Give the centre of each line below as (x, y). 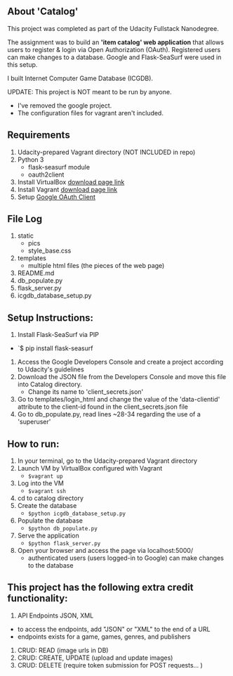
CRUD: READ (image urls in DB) (63, 650)
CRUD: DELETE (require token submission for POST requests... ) (110, 665)
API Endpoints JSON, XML (55, 616)
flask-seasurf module (59, 167)
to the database (51, 566)
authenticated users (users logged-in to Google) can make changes (126, 558)
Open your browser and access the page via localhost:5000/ (105, 551)
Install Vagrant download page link (67, 189)
